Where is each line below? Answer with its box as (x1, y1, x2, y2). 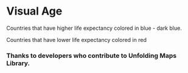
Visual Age (6, 4, 63, 18)
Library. (6, 59, 30, 68)
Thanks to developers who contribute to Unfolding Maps (6, 51, 177, 60)
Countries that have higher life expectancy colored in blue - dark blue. (6, 24, 183, 32)
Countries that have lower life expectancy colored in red (6, 36, 147, 43)
